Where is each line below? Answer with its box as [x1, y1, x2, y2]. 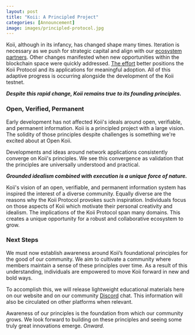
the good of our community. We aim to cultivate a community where [6, 256, 171, 263]
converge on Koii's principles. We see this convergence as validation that [6, 154, 184, 162]
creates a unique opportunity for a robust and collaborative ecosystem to [6, 215, 184, 222]
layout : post [6, 8, 38, 15]
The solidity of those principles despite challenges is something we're [6, 131, 176, 138]
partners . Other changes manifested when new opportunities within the [6, 54, 180, 61]
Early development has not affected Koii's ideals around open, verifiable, [6, 118, 183, 125]
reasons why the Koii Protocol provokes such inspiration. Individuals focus [6, 196, 187, 203]
